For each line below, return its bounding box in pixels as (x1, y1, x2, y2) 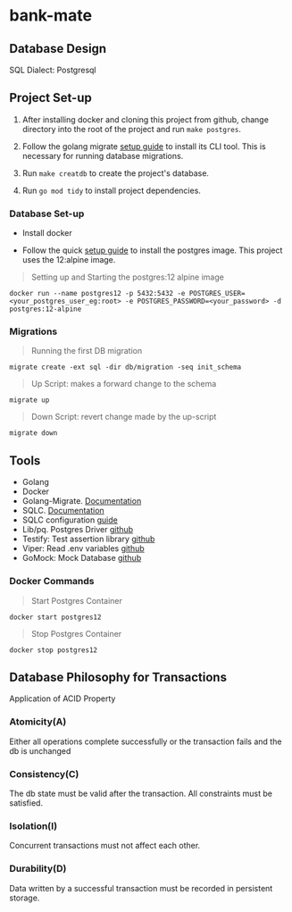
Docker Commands (9, 575, 96, 588)
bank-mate (9, 5, 92, 26)
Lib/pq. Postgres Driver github (21, 524, 134, 535)
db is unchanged (9, 745, 71, 756)
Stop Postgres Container (30, 628, 122, 639)
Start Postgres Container (30, 595, 122, 606)
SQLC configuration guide (21, 515, 118, 525)
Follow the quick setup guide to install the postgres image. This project (21, 245, 283, 255)
